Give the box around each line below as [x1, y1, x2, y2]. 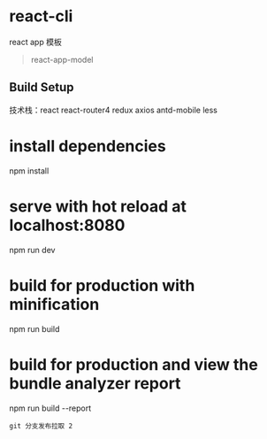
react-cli [9, 6, 73, 27]
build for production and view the [9, 354, 258, 374]
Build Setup [9, 80, 74, 95]
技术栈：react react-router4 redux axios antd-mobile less [9, 104, 218, 115]
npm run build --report [9, 403, 92, 413]
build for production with [9, 275, 195, 296]
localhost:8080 [9, 215, 126, 235]
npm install [9, 166, 50, 176]
